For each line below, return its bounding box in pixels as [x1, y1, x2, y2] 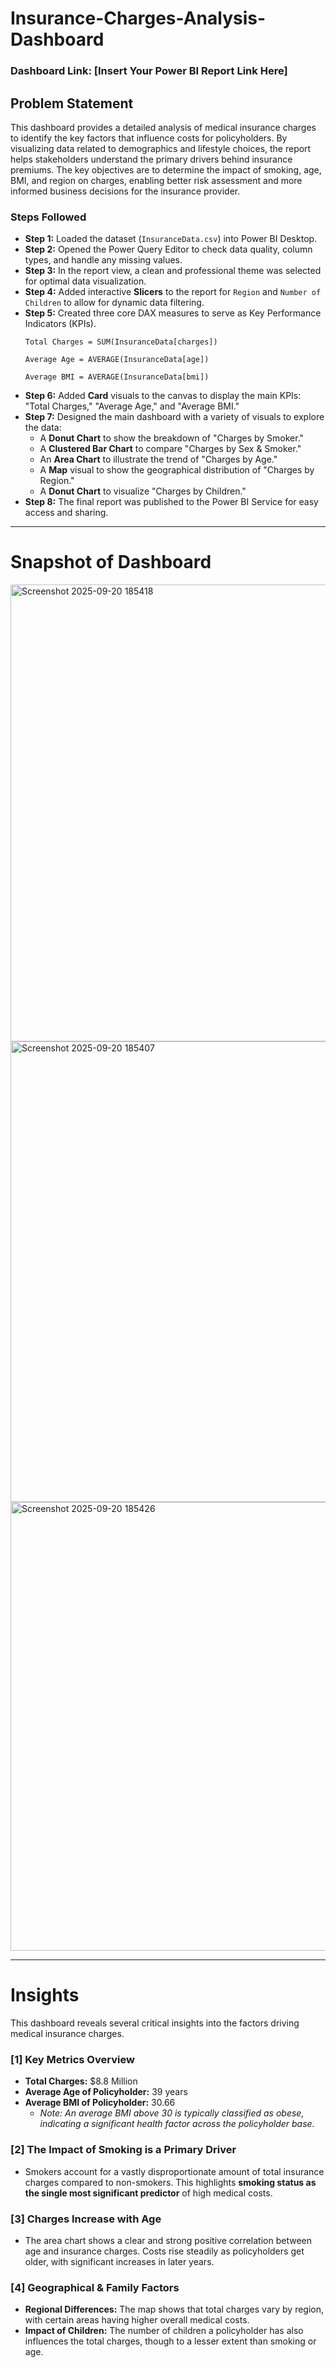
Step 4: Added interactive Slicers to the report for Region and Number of [24, 286, 322, 298]
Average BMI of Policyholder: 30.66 [24, 2097, 176, 2109]
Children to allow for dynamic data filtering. [24, 297, 205, 309]
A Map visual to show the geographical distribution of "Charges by [39, 464, 315, 476]
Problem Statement [10, 95, 134, 112]
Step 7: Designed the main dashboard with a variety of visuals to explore [24, 411, 325, 423]
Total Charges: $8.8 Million [24, 2075, 138, 2087]
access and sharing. [24, 507, 109, 519]
